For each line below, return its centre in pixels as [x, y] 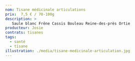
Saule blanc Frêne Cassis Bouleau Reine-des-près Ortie [71, 23]
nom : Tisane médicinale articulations [45, 10]
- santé [18, 42]
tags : [11, 37]
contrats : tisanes [24, 32]
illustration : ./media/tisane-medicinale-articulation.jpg [68, 51]
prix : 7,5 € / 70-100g [30, 14]
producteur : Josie [24, 28]
